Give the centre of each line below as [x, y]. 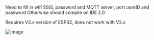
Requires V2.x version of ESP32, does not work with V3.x [66, 22]
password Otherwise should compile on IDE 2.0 [55, 12]
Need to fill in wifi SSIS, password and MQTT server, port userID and [77, 7]
